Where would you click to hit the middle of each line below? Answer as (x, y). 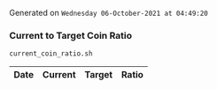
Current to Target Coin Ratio (71, 35)
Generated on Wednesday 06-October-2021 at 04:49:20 (108, 13)
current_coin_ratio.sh (51, 54)
